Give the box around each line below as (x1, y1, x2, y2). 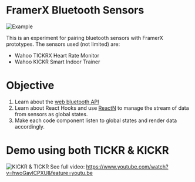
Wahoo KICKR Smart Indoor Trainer (14, 58, 100, 65)
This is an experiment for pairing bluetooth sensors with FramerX (6, 34, 163, 41)
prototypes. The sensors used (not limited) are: (6, 41, 120, 48)
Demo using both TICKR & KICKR (6, 144, 169, 157)
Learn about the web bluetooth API (14, 98, 99, 105)
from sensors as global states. (14, 110, 88, 117)
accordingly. (14, 123, 45, 130)
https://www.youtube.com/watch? (86, 163, 169, 170)
